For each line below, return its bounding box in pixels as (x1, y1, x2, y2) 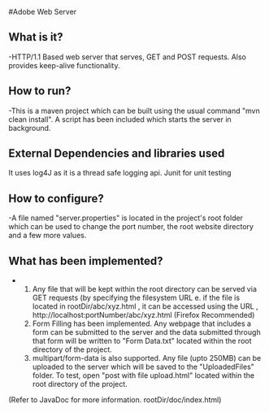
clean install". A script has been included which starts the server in (8, 114, 232, 124)
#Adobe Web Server (8, 7, 77, 16)
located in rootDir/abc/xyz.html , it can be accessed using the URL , (32, 301, 258, 311)
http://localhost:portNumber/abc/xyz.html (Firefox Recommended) (32, 310, 255, 320)
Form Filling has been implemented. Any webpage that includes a (32, 319, 252, 328)
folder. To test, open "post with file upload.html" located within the (32, 371, 254, 380)
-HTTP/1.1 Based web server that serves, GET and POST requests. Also (8, 52, 246, 62)
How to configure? (8, 191, 104, 206)
